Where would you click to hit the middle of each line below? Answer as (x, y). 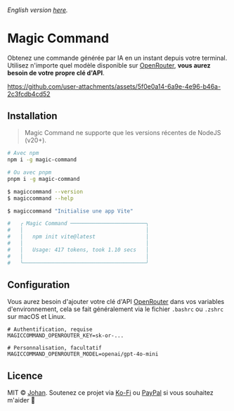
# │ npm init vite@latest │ (78, 237)
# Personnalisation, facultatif (54, 348)
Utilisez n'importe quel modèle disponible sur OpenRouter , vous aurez (109, 65)
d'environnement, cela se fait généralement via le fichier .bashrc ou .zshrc (115, 309)
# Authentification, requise (50, 330)
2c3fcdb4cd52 (29, 94)
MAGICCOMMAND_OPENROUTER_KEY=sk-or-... (66, 336)
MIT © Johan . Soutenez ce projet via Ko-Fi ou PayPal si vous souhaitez (110, 393)
